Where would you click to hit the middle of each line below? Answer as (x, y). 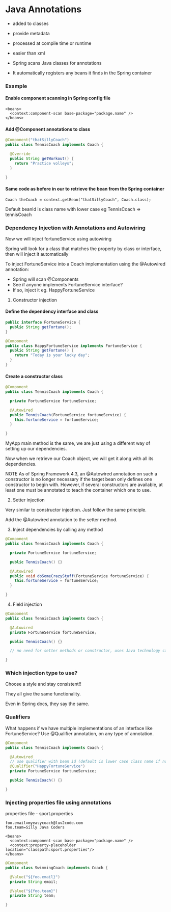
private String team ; (33, 896)
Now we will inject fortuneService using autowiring (59, 238)
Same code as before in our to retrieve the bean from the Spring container (85, 189)
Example (16, 86)
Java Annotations (44, 9)
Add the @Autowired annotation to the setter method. (62, 520)
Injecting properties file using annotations (58, 802)
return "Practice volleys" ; (44, 163)
